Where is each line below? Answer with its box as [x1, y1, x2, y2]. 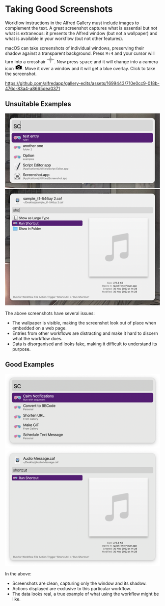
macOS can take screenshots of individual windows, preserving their [5, 45, 144, 51]
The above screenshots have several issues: [5, 310, 95, 316]
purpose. [12, 346, 31, 352]
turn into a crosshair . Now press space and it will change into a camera [5, 58, 158, 65]
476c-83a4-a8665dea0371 [5, 85, 60, 91]
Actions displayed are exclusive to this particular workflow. [12, 585, 132, 591]
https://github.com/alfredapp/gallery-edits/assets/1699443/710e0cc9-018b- [5, 80, 160, 86]
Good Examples [5, 361, 55, 369]
